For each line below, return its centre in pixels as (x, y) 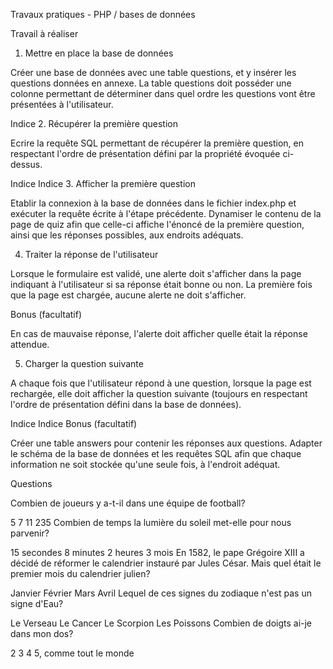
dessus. (26, 164)
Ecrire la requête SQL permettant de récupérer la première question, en (157, 143)
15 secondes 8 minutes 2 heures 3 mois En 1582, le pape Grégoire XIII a (157, 552)
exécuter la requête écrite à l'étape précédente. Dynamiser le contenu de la (166, 213)
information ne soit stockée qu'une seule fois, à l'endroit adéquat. (145, 464)
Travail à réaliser (44, 33)
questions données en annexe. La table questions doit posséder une (151, 83)
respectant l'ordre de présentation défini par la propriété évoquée (145, 153)
